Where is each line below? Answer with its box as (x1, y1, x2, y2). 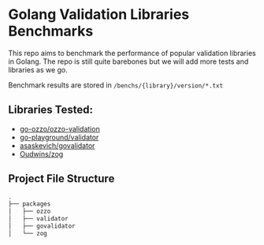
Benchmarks (8, 22, 94, 40)
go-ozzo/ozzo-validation (19, 124, 100, 133)
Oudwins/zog (19, 149, 64, 158)
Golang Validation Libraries (8, 6, 190, 24)
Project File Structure (8, 172, 115, 186)
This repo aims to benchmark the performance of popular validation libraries (8, 48, 256, 58)
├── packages (8, 200, 51, 208)
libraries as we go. (8, 65, 69, 74)
